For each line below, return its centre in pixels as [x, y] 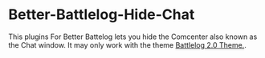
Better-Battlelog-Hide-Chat [102, 15]
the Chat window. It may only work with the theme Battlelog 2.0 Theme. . [127, 44]
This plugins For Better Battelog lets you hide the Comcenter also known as [133, 37]
